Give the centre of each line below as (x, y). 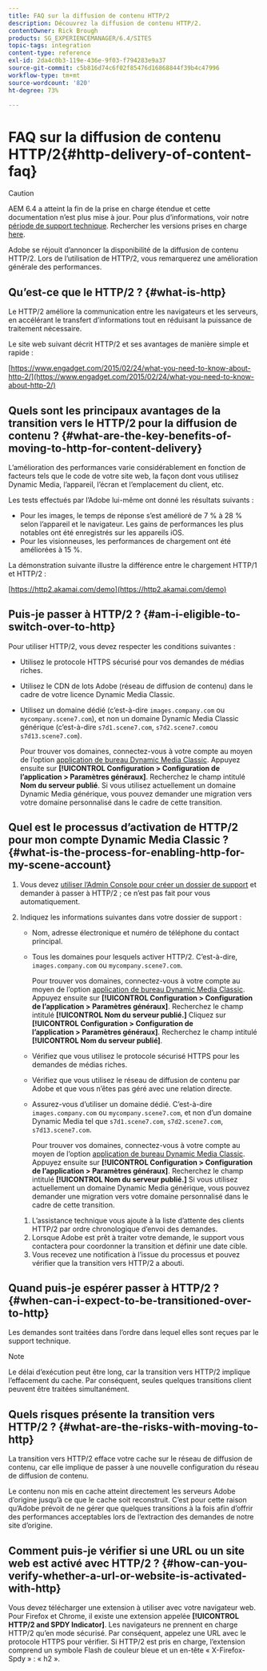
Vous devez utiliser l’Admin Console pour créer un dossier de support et (138, 884)
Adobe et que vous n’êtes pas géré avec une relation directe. (132, 1089)
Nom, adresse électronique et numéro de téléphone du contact (135, 932)
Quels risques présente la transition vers (112, 1414)
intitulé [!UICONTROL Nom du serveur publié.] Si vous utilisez (135, 1179)
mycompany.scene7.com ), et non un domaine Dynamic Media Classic (129, 718)
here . (17, 234)
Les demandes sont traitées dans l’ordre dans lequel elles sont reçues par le (133, 1332)
